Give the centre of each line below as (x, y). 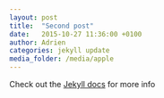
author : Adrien (38, 42)
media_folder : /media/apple (62, 59)
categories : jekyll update (60, 51)
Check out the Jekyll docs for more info (82, 84)
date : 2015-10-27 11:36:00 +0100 (76, 34)
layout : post (34, 17)
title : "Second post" (52, 26)
